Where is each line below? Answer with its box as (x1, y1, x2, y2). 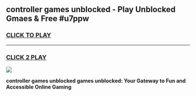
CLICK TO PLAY (6, 31, 51, 40)
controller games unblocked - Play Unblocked (6, 5, 176, 15)
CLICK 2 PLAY (6, 53, 47, 61)
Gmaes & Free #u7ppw (6, 14, 89, 24)
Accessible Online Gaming (6, 83, 72, 90)
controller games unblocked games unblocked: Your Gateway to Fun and (6, 77, 186, 84)
